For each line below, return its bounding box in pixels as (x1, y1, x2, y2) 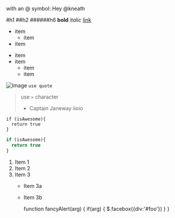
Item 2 (14, 164, 31, 171)
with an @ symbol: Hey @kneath (6, 5, 85, 12)
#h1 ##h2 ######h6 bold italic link (6, 16, 91, 23)
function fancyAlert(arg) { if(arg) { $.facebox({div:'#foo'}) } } (23, 205, 170, 212)
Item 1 (14, 158, 29, 166)
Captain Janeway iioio (29, 105, 84, 111)
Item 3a (23, 182, 42, 189)
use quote (28, 83, 53, 89)
